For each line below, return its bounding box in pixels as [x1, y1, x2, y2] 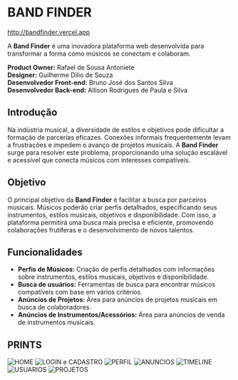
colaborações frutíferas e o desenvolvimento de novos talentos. [7, 225, 195, 234]
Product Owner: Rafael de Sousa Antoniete [7, 63, 135, 71]
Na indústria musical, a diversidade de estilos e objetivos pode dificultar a [7, 125, 224, 134]
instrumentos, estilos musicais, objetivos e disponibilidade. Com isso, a [7, 210, 216, 219]
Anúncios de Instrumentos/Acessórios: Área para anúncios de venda [17, 311, 225, 319]
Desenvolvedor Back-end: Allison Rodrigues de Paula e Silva [7, 86, 187, 94]
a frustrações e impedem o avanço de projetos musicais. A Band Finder [7, 140, 219, 149]
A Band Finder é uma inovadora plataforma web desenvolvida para [7, 41, 205, 50]
